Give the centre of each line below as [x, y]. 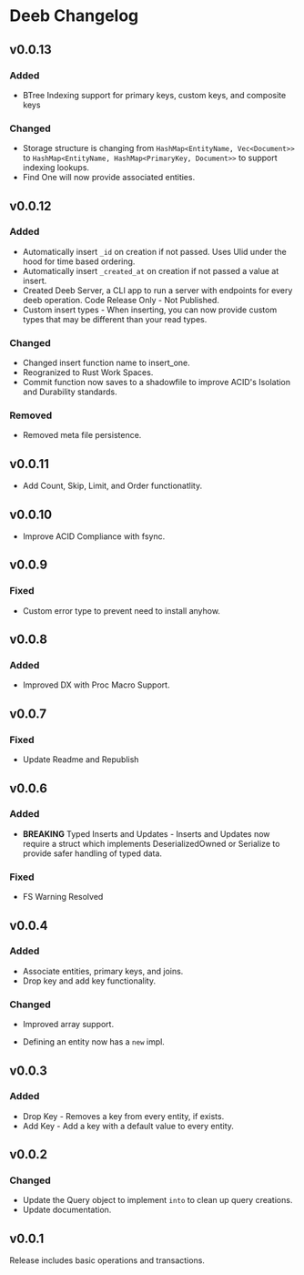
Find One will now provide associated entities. [109, 178]
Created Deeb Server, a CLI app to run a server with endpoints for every [157, 290]
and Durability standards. [70, 392]
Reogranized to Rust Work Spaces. [88, 372]
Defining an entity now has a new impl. [94, 1042]
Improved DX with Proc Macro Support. [96, 685]
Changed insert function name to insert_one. [106, 363]
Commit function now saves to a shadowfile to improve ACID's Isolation [157, 382]
